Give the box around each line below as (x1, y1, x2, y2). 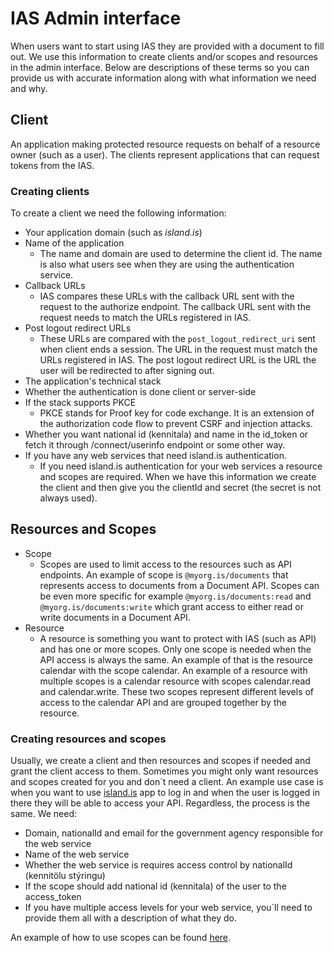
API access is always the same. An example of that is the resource (39, 653, 313, 666)
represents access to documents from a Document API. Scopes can (39, 579, 320, 591)
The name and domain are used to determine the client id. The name (39, 248, 323, 260)
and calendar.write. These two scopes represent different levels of (39, 685, 315, 697)
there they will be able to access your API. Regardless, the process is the (10, 797, 311, 809)
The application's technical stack (24, 375, 162, 387)
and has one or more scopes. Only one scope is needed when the (39, 643, 312, 655)
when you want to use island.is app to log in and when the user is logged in (10, 787, 320, 799)
